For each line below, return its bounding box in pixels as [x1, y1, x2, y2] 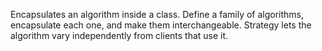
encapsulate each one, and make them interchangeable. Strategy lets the [10, 19, 312, 31]
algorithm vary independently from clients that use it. [10, 30, 229, 41]
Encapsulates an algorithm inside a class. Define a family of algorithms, [10, 9, 305, 20]
